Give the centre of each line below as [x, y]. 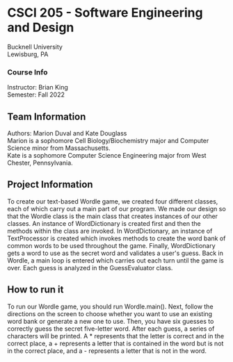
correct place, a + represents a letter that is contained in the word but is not [115, 343]
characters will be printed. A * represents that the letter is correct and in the [116, 336]
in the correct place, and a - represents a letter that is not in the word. [107, 351]
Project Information [50, 184]
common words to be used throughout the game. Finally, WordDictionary [111, 245]
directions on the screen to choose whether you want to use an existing [110, 313]
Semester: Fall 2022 [36, 94]
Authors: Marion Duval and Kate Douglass [67, 133]
